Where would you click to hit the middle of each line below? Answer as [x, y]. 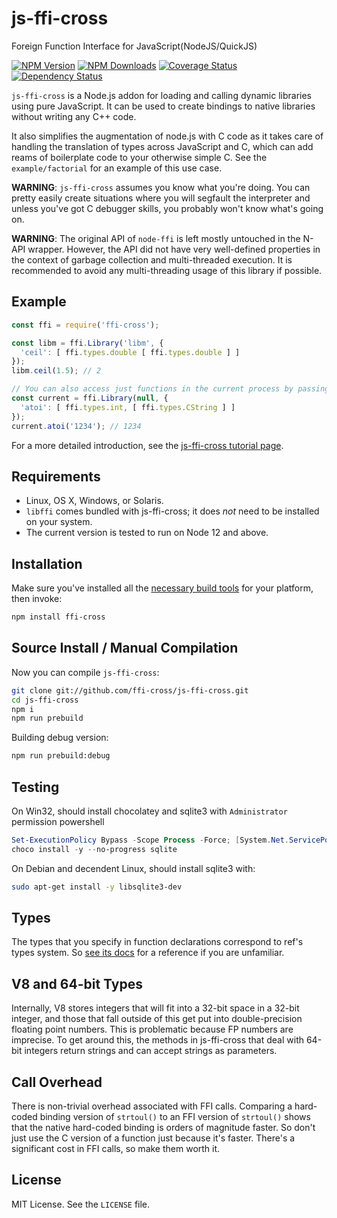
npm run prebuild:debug [61, 756]
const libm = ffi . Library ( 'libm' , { [87, 343]
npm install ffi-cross [58, 617]
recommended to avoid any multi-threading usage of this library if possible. [167, 270]
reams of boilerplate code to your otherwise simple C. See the [139, 157]
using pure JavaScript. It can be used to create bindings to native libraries [163, 106]
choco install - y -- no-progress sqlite [94, 849]
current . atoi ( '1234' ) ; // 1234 [76, 426]
